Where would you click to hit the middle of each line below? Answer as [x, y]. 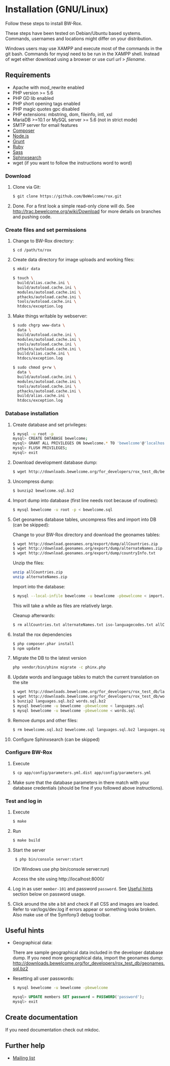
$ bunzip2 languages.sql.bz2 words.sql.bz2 [59, 701]
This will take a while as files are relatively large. [62, 606]
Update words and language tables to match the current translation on [86, 677]
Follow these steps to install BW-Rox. [44, 23]
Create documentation [42, 1018]
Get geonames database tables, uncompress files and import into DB [84, 519]
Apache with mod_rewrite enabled [48, 87]
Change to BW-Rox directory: [43, 241]
